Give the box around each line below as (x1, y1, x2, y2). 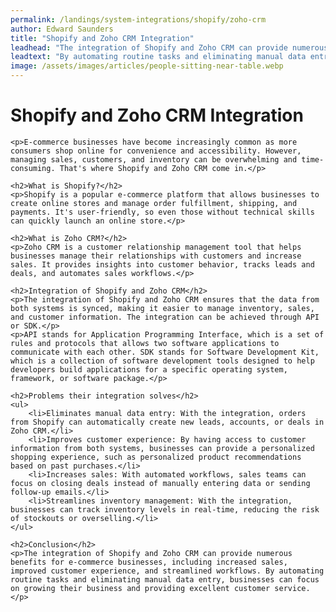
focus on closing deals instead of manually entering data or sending (10, 478, 311, 488)
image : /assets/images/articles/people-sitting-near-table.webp (10, 61, 284, 71)
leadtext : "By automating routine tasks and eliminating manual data (10, 52, 307, 62)
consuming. (10, 163, 56, 173)
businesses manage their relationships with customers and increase (10, 251, 302, 261)
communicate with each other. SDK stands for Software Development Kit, (10, 347, 320, 357)
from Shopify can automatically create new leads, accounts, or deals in (10, 417, 325, 427)
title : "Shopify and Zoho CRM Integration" (10, 33, 195, 43)
